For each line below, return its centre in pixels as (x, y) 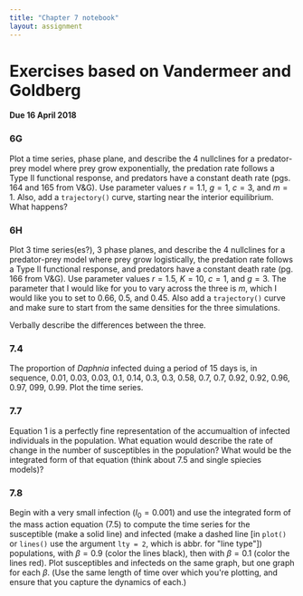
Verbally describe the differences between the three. (108, 325)
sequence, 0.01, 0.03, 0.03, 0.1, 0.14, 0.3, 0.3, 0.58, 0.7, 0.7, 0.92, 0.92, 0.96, (150, 378)
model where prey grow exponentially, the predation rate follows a (151, 168)
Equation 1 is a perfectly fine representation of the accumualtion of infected (150, 430)
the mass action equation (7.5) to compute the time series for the (130, 524)
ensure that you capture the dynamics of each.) (98, 582)
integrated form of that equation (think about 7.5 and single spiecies (136, 459)
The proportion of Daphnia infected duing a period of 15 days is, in (133, 369)
